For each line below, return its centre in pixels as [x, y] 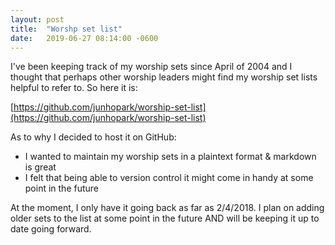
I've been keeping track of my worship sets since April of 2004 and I [151, 67]
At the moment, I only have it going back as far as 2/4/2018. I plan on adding [167, 208]
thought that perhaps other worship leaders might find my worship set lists [164, 77]
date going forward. [51, 229]
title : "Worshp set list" [66, 29]
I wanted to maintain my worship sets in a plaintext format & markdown [170, 157]
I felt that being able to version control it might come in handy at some [169, 178]
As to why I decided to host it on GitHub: [93, 137]
